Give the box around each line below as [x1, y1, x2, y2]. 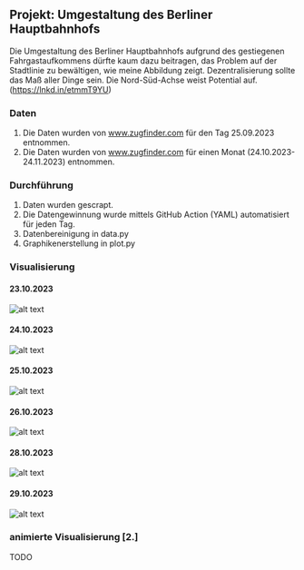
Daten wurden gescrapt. [22, 200, 113, 211]
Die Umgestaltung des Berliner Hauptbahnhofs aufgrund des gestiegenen [9, 45, 285, 56]
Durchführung [9, 179, 74, 192]
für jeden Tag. [22, 219, 75, 230]
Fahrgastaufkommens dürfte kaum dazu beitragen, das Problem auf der [9, 54, 278, 66]
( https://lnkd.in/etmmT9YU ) [9, 84, 112, 94]
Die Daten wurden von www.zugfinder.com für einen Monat [22, 147, 246, 158]
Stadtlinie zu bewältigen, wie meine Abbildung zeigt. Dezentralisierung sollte [9, 64, 296, 75]
